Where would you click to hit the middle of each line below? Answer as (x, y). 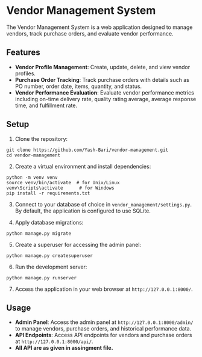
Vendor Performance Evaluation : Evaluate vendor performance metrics (104, 92)
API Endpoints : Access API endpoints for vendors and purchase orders (103, 335)
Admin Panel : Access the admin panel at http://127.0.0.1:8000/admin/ (104, 322)
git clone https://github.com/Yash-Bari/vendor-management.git (87, 150)
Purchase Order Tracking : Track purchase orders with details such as (102, 79)
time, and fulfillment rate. (46, 105)
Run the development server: (51, 267)
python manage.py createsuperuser (50, 256)
